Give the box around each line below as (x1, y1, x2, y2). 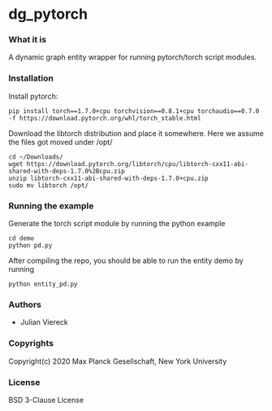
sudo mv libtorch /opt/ (8, 181, 89, 190)
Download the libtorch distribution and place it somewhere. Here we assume (8, 128, 264, 138)
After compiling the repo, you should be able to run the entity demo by (8, 256, 244, 265)
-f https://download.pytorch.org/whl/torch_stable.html (8, 114, 201, 122)
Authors (8, 299, 42, 310)
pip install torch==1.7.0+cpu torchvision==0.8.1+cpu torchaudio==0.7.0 (8, 107, 260, 115)
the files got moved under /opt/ (8, 137, 113, 146)
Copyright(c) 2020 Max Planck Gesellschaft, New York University (8, 356, 227, 366)
